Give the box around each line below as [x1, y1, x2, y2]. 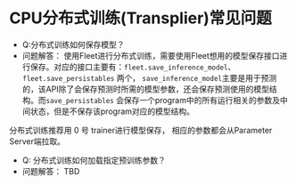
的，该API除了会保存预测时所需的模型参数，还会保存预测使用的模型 [21, 84, 270, 94]
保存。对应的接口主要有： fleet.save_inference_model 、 [29, 61, 236, 72]
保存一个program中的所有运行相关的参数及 [123, 94, 281, 105]
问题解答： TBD [21, 165, 80, 176]
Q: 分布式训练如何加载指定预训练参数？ [21, 155, 167, 165]
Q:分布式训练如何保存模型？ [21, 39, 125, 50]
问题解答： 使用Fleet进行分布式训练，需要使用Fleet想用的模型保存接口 [21, 50, 280, 60]
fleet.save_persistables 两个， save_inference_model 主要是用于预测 [21, 72, 277, 83]
